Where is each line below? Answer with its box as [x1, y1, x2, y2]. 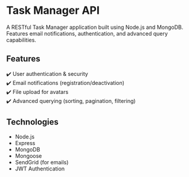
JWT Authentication [14, 165, 65, 172]
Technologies [6, 117, 59, 127]
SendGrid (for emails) [14, 158, 69, 166]
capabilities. [6, 36, 36, 43]
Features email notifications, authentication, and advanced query [6, 29, 168, 37]
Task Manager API [6, 4, 100, 17]
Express [14, 139, 36, 146]
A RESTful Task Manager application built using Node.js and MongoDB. [6, 23, 184, 31]
